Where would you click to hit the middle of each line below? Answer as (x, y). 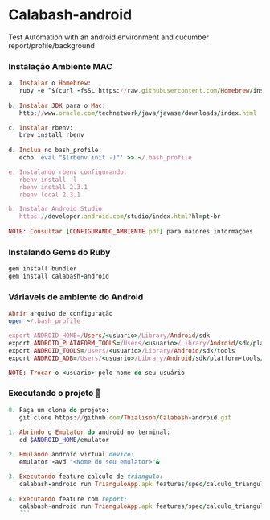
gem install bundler (43, 269)
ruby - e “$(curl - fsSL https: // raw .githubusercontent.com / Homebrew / (136, 91)
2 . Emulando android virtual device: (72, 455)
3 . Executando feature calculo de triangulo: (86, 477)
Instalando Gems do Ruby (59, 252)
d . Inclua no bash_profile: (55, 151)
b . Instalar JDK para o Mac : (57, 105)
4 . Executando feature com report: (68, 499)
